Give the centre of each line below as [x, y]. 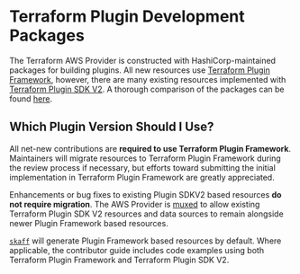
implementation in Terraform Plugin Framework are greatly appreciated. [142, 177]
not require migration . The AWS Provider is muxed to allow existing [135, 204]
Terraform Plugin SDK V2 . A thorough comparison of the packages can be [147, 89]
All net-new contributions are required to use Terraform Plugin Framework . [150, 148]
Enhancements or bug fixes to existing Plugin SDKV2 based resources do [145, 194]
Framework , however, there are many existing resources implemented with [148, 79]
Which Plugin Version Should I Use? [112, 127]
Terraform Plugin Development [127, 17]
